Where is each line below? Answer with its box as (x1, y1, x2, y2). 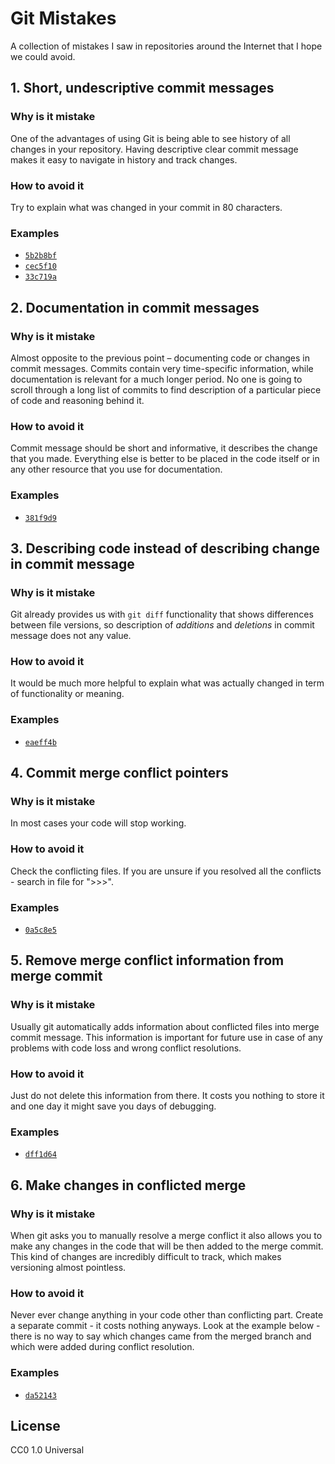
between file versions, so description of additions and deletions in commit (10, 619, 315, 631)
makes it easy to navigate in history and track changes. (10, 153, 238, 166)
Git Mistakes (10, 7, 117, 30)
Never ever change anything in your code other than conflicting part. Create (10, 1309, 324, 1321)
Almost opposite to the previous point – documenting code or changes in (10, 352, 310, 364)
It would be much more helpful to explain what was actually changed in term (10, 677, 325, 689)
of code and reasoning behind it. (10, 394, 145, 406)
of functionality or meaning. (10, 688, 125, 700)
